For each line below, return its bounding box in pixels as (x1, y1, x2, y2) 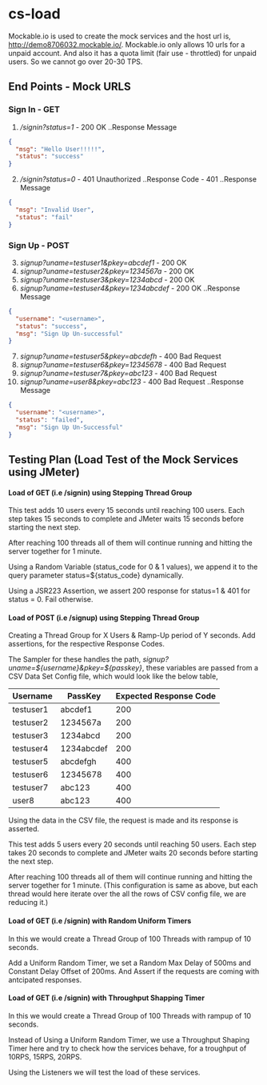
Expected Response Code (115, 691, 217, 702)
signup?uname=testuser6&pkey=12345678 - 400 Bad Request (19, 360, 227, 370)
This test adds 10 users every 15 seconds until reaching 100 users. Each (8, 506, 245, 515)
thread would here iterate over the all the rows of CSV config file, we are (8, 889, 246, 899)
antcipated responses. (8, 975, 82, 984)
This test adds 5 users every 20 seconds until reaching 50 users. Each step (8, 839, 257, 849)
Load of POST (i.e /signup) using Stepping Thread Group (8, 613, 200, 623)
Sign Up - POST (8, 239, 70, 250)
